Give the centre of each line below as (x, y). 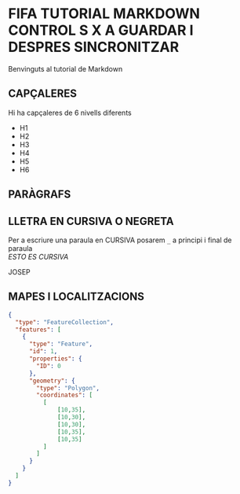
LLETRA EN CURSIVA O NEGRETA (91, 221)
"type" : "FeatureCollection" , (64, 322)
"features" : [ (38, 330)
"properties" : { (55, 359)
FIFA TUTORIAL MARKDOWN (104, 14)
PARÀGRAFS (40, 195)
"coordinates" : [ (64, 395)
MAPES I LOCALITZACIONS (76, 297)
